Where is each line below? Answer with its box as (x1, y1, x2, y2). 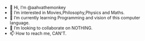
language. (9, 20, 30, 26)
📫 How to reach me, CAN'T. (9, 30, 67, 36)
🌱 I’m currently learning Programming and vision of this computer (9, 15, 141, 20)
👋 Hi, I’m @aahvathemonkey (9, 5, 66, 10)
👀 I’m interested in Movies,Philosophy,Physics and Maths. (9, 10, 125, 15)
